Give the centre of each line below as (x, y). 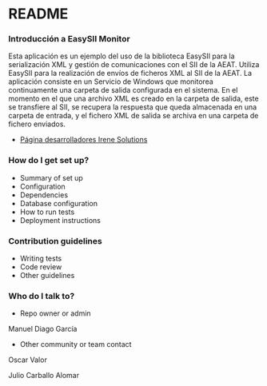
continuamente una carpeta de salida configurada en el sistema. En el (123, 90)
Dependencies (44, 195)
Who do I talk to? (42, 296)
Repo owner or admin (55, 313)
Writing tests (41, 259)
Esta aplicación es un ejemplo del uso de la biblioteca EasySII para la (122, 56)
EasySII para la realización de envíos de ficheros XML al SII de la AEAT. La (130, 74)
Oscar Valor (28, 360)
